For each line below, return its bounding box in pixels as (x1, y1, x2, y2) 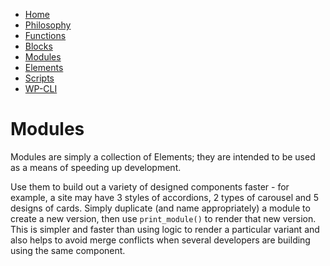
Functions (24, 30, 67, 41)
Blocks (24, 40, 53, 52)
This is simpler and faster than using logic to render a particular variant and (10, 223, 320, 235)
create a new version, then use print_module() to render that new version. (10, 212, 317, 224)
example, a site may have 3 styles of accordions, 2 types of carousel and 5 (10, 191, 319, 203)
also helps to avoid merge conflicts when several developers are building (10, 234, 311, 246)
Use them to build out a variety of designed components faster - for (10, 180, 290, 193)
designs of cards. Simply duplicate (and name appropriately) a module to (10, 202, 311, 214)
